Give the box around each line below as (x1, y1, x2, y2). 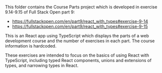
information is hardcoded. (5, 43, 57, 49)
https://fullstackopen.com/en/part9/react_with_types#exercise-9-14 (12, 19, 148, 24)
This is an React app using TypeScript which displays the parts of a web (5, 33, 149, 38)
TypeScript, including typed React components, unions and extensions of (5, 58, 152, 63)
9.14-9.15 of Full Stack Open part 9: (5, 9, 75, 15)
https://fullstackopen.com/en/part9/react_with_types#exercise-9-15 (12, 24, 148, 29)
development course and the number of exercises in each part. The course (5, 38, 155, 44)
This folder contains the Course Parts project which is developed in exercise (5, 4, 158, 10)
